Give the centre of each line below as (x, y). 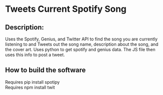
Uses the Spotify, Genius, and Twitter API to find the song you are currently (81, 39)
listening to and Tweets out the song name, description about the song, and (82, 44)
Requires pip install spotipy (33, 82)
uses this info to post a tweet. (35, 55)
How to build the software (46, 70)
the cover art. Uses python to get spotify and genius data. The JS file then (80, 49)
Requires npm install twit (30, 87)
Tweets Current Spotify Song (66, 9)
